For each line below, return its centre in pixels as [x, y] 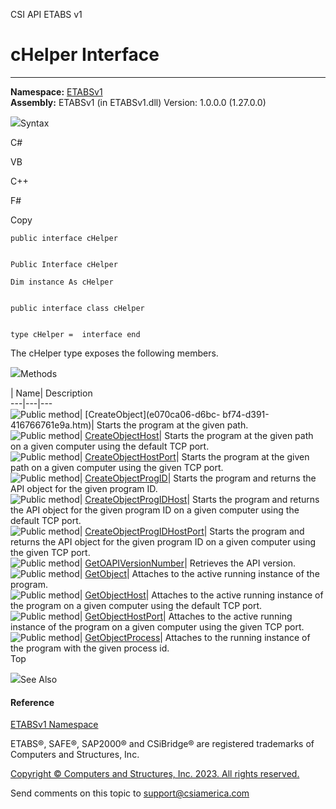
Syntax [35, 123]
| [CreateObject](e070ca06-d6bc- [150, 414]
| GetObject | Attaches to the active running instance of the [199, 573]
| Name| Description [51, 393]
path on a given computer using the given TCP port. [117, 467]
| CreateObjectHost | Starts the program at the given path [196, 435]
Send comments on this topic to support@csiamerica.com [130, 793]
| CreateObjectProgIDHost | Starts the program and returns [199, 499]
